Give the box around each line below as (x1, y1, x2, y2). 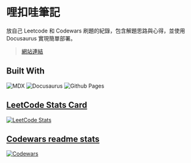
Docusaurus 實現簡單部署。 (6, 34, 77, 42)
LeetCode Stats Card (6, 100, 88, 110)
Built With (6, 66, 45, 77)
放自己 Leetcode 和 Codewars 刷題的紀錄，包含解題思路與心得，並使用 (6, 27, 185, 34)
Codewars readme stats (6, 134, 100, 144)
